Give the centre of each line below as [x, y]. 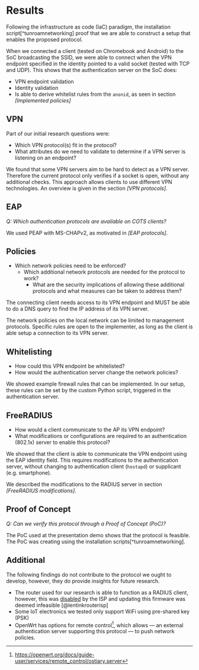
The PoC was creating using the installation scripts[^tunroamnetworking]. [96, 541]
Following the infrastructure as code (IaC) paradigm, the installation [88, 27]
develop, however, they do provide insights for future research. [83, 581]
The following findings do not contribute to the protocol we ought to [89, 574]
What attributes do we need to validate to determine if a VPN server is [100, 151]
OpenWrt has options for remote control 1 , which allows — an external [99, 624]
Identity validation [36, 87]
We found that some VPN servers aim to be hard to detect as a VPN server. [98, 169]
